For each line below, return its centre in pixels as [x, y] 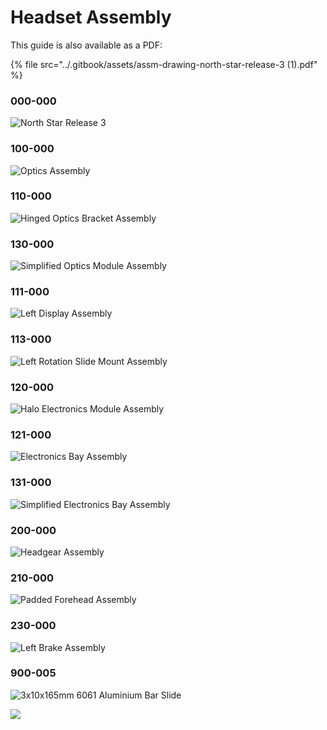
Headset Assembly [91, 17]
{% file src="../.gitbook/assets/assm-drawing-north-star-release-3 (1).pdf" [164, 64]
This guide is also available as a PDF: [86, 45]
